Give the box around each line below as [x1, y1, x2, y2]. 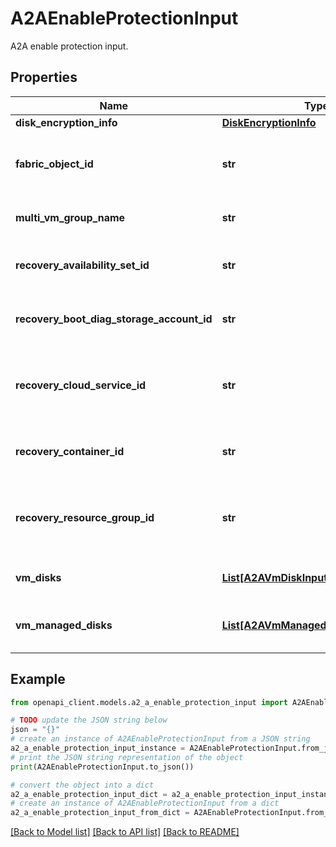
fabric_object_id [15, 157, 94, 171]
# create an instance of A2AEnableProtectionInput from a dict [10, 798, 280, 809]
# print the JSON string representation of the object [10, 752, 244, 762]
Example [10, 671, 66, 688]
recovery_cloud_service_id [15, 378, 147, 392]
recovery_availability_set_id [15, 258, 150, 272]
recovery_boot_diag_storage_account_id [15, 312, 213, 326]
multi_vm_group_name [15, 210, 126, 224]
